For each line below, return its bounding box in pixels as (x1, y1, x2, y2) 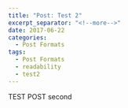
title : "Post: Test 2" (8, 11, 82, 20)
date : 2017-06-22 (8, 26, 65, 34)
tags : (8, 48, 26, 56)
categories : (8, 33, 47, 42)
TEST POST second (8, 91, 72, 101)
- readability (15, 63, 61, 71)
